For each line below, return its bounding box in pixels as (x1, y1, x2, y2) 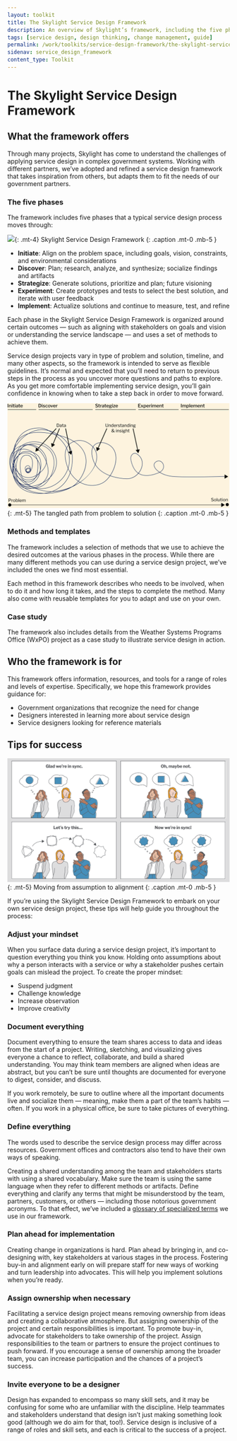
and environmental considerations (17, 257, 117, 265)
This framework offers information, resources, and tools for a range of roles (7, 674, 227, 683)
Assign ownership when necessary (7, 1293, 131, 1303)
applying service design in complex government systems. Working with (7, 156, 215, 166)
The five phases (7, 197, 64, 207)
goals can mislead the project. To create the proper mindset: (7, 968, 183, 976)
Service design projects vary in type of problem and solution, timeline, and (7, 352, 224, 360)
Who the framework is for (7, 656, 122, 668)
